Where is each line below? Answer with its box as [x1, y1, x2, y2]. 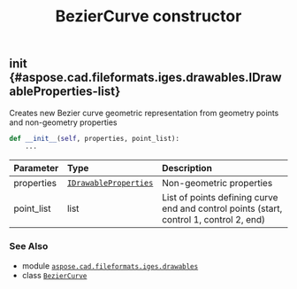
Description [162, 162, 212, 175]
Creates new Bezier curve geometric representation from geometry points [9, 107, 279, 118]
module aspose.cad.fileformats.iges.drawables [21, 260, 199, 271]
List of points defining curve [162, 191, 278, 204]
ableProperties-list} [9, 84, 121, 99]
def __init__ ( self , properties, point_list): [9, 134, 179, 143]
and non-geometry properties [9, 117, 118, 128]
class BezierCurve [21, 269, 88, 280]
